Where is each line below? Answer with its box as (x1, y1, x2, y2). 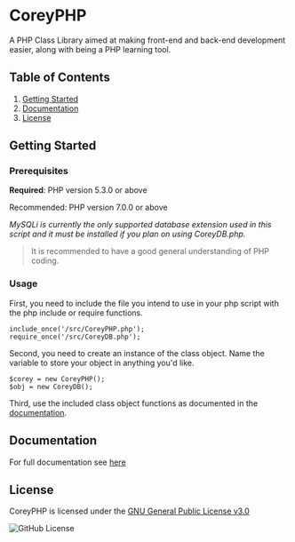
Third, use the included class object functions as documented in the (9, 397, 259, 409)
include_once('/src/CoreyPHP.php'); (9, 324, 145, 333)
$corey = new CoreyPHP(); (9, 374, 105, 383)
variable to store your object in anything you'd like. (9, 357, 195, 368)
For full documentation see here (9, 457, 126, 467)
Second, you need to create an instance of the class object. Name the (9, 347, 265, 358)
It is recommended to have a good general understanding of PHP (30, 246, 269, 257)
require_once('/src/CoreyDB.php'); (9, 332, 141, 341)
